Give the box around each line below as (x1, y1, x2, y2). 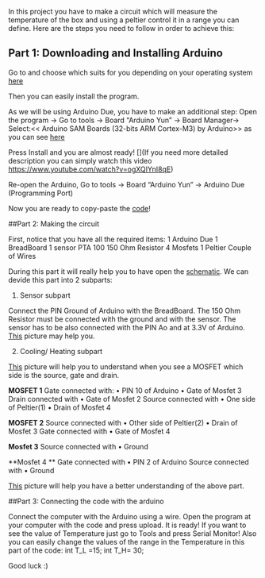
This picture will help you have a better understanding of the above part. (8, 480, 244, 491)
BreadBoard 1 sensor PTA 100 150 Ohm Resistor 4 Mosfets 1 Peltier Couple (8, 242, 252, 252)
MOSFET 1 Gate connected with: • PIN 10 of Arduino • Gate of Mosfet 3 (8, 385, 242, 395)
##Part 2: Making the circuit (8, 218, 100, 229)
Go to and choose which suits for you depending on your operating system (8, 67, 253, 77)
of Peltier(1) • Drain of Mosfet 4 (8, 403, 111, 412)
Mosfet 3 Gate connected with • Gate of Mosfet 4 (8, 426, 171, 436)
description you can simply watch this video (8, 156, 152, 165)
